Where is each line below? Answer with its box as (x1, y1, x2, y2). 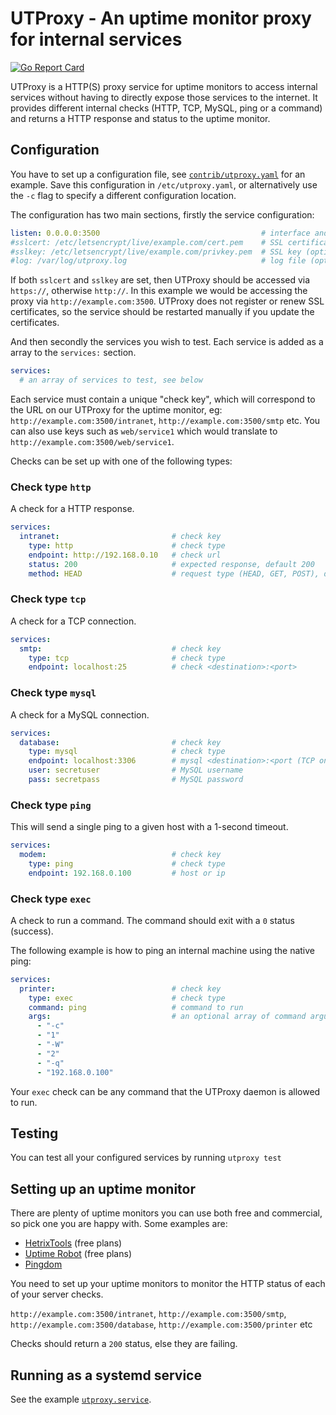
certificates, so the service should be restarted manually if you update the (10, 306, 315, 318)
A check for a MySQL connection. (10, 708, 150, 721)
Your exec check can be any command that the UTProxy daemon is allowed (10, 1085, 321, 1097)
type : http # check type (28, 541, 226, 551)
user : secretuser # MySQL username (28, 765, 244, 776)
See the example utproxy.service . (10, 1393, 152, 1406)
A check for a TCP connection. (10, 615, 137, 627)
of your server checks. (10, 1288, 104, 1301)
